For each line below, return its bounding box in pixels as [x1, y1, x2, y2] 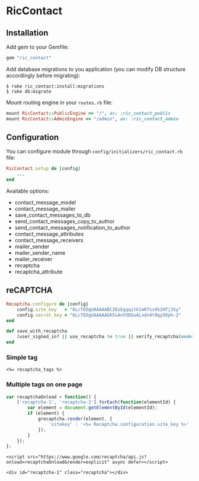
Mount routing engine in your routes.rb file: [6, 99, 113, 106]
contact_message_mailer [14, 206, 76, 213]
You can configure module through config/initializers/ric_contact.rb [6, 148, 183, 155]
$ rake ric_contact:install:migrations [6, 83, 105, 89]
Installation [6, 28, 49, 38]
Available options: [6, 188, 50, 195]
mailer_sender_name [14, 249, 66, 256]
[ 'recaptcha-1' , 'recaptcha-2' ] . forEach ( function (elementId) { [17, 399, 176, 405]
